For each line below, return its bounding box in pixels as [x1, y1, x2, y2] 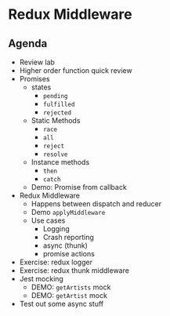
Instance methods [31, 158, 90, 166]
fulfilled [42, 100, 75, 108]
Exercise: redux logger [19, 257, 92, 267]
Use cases [31, 216, 66, 225]
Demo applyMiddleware [31, 208, 106, 216]
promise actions [42, 249, 96, 258]
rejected [42, 109, 72, 117]
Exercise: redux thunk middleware [19, 266, 129, 275]
